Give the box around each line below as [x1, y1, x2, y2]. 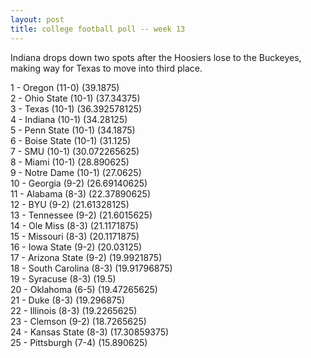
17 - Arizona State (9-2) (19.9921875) [10, 251, 163, 263]
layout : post [10, 14, 65, 25]
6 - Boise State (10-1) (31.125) [10, 134, 132, 146]
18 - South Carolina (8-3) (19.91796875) [10, 262, 173, 274]
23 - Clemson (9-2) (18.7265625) [10, 315, 147, 327]
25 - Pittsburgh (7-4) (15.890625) [10, 336, 148, 348]
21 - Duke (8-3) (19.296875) [10, 294, 126, 306]
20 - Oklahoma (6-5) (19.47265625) [10, 283, 158, 295]
